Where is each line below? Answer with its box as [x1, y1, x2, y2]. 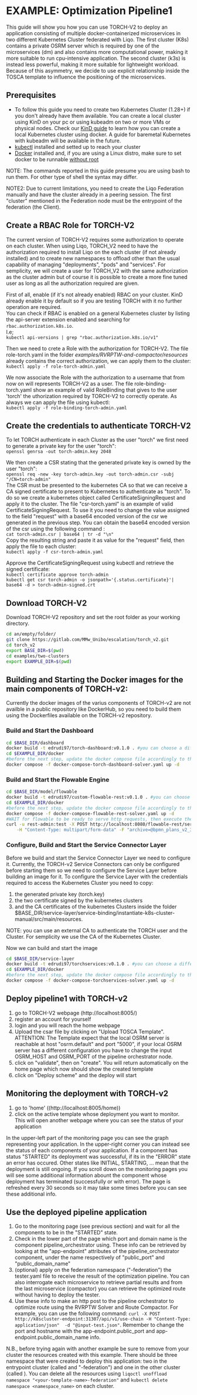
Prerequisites [6, 90, 56, 100]
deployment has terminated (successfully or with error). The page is [6, 1177, 171, 1185]
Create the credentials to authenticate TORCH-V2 [6, 420, 191, 430]
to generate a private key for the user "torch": [6, 443, 116, 450]
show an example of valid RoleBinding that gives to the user [33, 386, 178, 393]
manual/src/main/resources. [14, 915, 83, 922]
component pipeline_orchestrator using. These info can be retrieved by [14, 1241, 186, 1248]
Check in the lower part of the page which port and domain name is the [14, 1236, 187, 1243]
